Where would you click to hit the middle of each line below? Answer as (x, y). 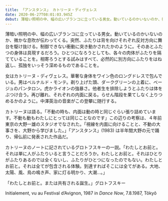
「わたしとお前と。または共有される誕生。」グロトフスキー (65, 183)
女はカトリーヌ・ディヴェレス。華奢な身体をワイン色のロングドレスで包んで (84, 76)
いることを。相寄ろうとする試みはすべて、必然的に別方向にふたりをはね (88, 59)
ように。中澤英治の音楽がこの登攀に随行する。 (70, 101)
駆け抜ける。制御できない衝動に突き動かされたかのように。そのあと (84, 47)
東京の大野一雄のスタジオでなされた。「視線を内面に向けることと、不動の (81, 124)
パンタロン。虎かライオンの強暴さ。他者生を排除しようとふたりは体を (90, 89)
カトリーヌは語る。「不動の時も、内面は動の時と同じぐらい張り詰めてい (78, 112)
